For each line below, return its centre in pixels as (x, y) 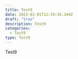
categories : (18, 28)
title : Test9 (19, 10)
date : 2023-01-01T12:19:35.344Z (39, 14)
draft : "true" (20, 19)
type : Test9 (18, 38)
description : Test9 (26, 24)
